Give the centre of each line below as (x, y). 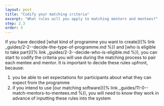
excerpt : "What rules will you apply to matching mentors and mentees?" (82, 19)
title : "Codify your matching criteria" (47, 14)
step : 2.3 (15, 23)
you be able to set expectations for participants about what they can (82, 78)
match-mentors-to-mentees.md (45, 93)
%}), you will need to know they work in (119, 93)
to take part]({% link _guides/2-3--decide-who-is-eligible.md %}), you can (81, 53)
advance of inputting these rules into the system (61, 98)
